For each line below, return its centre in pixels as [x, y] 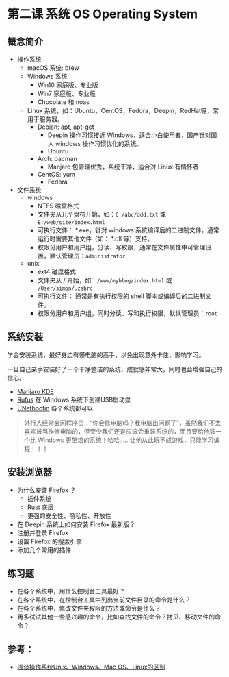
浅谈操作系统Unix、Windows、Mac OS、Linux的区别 [91, 667]
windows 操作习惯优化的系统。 [99, 144]
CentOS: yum [56, 174]
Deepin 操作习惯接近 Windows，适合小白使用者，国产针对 [129, 135]
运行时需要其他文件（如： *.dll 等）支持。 [95, 238]
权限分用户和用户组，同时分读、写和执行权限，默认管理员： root [127, 313]
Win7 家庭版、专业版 [66, 94]
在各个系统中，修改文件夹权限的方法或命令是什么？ [89, 608]
